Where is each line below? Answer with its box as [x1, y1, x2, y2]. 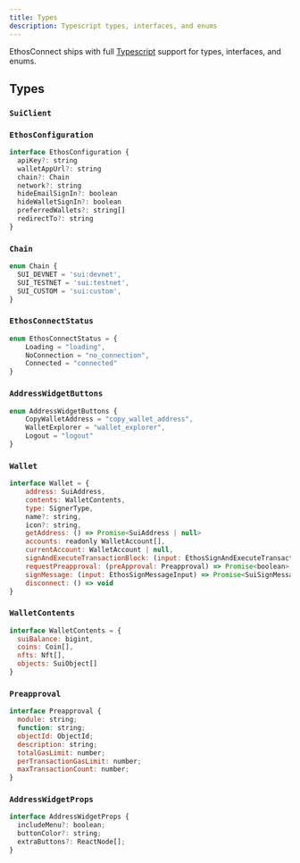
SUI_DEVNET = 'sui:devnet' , [17, 270, 122, 280]
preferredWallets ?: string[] [17, 206, 126, 215]
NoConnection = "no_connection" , [25, 350, 150, 360]
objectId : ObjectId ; [17, 732, 94, 741]
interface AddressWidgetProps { [9, 812, 129, 822]
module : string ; [17, 716, 78, 725]
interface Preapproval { [9, 707, 102, 716]
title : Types [9, 13, 58, 22]
